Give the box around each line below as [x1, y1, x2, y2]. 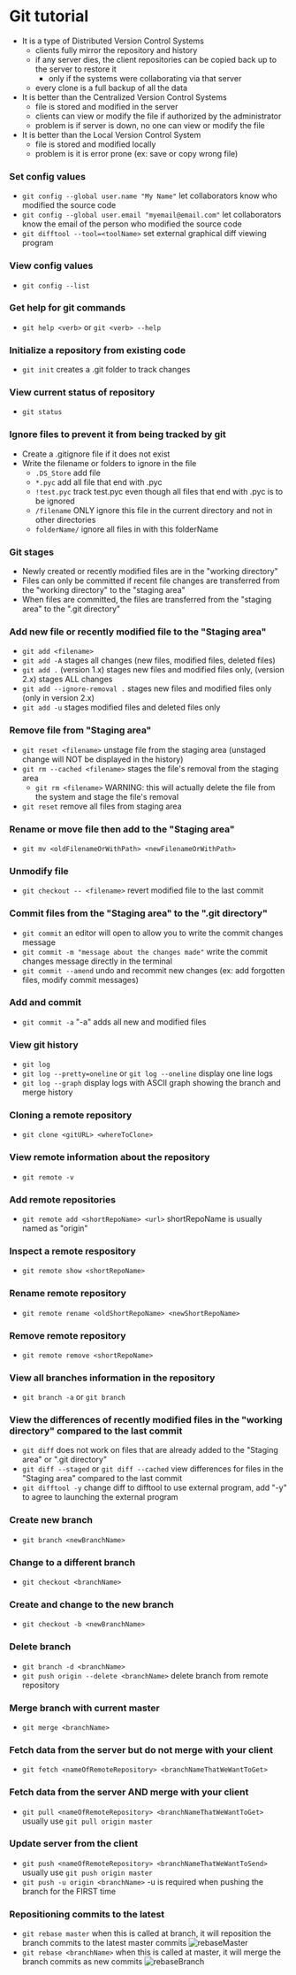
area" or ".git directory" [21, 1454, 108, 1465]
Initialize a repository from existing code [9, 343, 186, 356]
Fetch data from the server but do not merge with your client [9, 1743, 274, 1756]
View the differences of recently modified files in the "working [9, 1414, 283, 1426]
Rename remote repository [9, 1287, 126, 1300]
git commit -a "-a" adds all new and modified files [21, 1016, 207, 1027]
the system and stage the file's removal [34, 791, 179, 802]
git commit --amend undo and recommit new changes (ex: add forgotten [21, 964, 285, 975]
